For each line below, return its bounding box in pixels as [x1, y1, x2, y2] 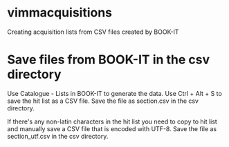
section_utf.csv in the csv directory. [7, 132, 109, 140]
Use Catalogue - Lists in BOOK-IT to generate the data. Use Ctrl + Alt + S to [7, 89, 223, 97]
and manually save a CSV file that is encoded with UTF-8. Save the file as [7, 124, 217, 133]
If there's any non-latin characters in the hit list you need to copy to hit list [7, 117, 218, 126]
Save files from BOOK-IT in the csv [7, 52, 210, 68]
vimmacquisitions [7, 5, 113, 21]
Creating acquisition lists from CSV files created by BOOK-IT [7, 28, 179, 36]
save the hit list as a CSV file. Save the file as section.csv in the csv [7, 97, 199, 105]
